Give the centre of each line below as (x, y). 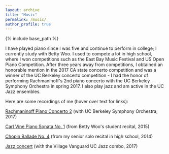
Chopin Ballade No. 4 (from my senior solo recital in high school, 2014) (79, 136)
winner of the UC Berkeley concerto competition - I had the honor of (77, 75)
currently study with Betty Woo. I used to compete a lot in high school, (79, 54)
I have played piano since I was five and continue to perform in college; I (81, 48)
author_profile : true (28, 24)
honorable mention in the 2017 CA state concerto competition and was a (81, 70)
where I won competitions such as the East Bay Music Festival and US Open (85, 59)
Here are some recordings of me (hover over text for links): (67, 102)
